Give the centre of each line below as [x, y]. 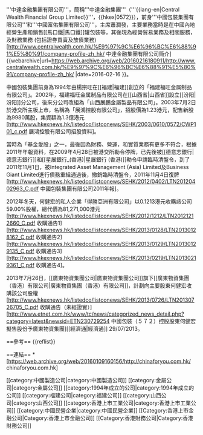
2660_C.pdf [21, 223]
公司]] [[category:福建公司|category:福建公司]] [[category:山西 [84, 395]
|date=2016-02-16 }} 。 [104, 74]
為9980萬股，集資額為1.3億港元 [45, 117]
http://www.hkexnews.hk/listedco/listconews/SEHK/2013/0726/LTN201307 [101, 300]
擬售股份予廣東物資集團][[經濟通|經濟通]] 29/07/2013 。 [75, 329]
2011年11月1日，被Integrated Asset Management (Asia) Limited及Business [98, 167]
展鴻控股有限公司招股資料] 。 [64, 131]
